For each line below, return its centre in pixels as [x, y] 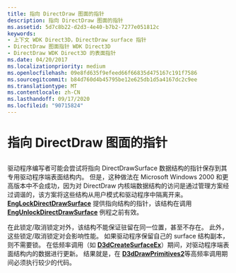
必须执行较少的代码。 [44, 262]
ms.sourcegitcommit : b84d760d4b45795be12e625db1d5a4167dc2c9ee [102, 79]
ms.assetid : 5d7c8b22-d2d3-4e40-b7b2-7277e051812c [83, 27]
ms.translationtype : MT [42, 86]
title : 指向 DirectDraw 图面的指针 [56, 14]
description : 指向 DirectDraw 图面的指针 [65, 20]
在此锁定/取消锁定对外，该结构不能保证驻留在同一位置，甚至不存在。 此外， [118, 227]
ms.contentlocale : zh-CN [44, 92]
